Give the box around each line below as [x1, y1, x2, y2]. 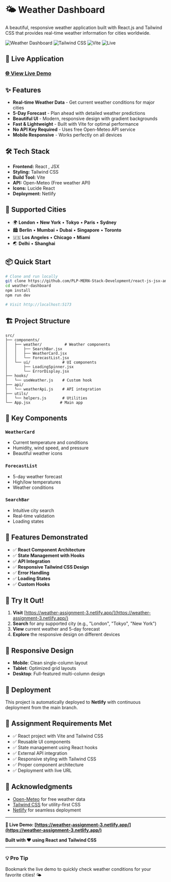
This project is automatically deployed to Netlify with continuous [5, 699, 141, 705]
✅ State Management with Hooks [12, 552, 85, 559]
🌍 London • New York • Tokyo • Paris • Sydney [12, 219, 117, 225]
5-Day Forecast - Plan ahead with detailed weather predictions [12, 110, 146, 117]
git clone [5, 278, 26, 284]
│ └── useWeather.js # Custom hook [5, 378, 93, 383]
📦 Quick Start [5, 258, 51, 266]
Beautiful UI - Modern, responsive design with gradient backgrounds [12, 115, 158, 122]
